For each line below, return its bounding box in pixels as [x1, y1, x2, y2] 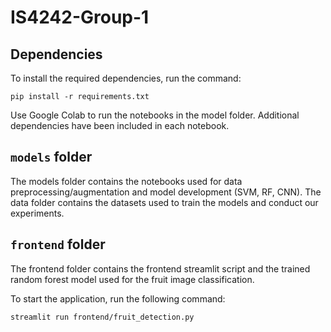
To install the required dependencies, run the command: [10, 72, 242, 84]
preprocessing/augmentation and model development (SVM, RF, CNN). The [10, 186, 322, 198]
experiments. [10, 207, 65, 219]
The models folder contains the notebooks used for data [10, 175, 243, 187]
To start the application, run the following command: [10, 292, 226, 305]
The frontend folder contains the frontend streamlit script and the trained [10, 262, 311, 275]
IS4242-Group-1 [10, 6, 150, 29]
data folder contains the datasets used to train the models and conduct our [10, 196, 319, 208]
